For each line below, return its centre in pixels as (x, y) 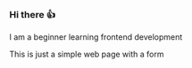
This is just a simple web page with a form (87, 54)
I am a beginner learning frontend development (96, 37)
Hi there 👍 (33, 14)
